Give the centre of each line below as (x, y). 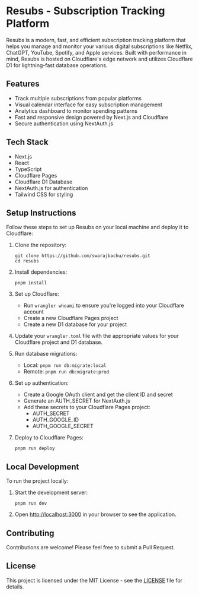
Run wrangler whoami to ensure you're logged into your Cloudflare (104, 306)
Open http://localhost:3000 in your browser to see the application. (95, 514)
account (33, 312)
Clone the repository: (41, 245)
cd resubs (27, 261)
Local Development (43, 466)
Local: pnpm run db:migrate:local (65, 365)
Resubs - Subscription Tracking (86, 11)
